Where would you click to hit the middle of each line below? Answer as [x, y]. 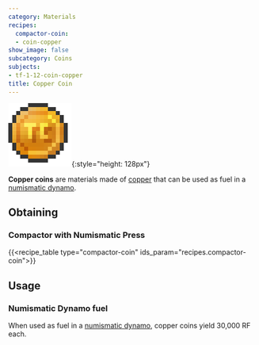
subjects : [25, 67]
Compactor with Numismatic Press [76, 235]
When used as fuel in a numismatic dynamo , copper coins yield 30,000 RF [129, 326]
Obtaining [33, 213]
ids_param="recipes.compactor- [193, 252]
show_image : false [38, 50]
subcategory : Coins [40, 59]
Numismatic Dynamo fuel [58, 308]
